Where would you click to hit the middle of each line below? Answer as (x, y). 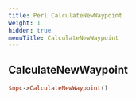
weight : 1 (25, 23)
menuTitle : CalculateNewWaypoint (64, 38)
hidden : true (30, 30)
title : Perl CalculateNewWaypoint (66, 15)
